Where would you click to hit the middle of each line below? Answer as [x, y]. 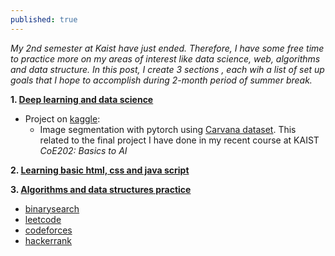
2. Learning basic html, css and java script [100, 170]
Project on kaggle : [62, 118]
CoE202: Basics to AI [83, 150]
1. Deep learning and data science [82, 99]
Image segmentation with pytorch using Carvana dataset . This [168, 129]
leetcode [43, 219]
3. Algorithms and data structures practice [101, 189]
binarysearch [52, 208]
